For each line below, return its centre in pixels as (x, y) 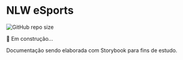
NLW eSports (40, 10)
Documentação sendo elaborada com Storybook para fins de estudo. (92, 50)
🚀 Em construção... (30, 38)
